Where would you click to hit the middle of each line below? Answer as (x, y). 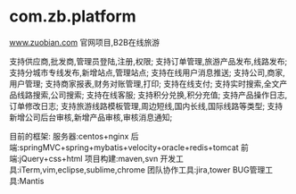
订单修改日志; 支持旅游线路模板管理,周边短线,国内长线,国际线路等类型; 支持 (146, 105)
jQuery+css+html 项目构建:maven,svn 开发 (98, 158)
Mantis (32, 181)
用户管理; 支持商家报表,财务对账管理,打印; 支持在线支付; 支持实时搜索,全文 (144, 83)
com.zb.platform (73, 17)
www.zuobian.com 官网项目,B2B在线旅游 (85, 42)
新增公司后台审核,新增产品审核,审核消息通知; (91, 117)
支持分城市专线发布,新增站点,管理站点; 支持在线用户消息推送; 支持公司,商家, (147, 72)
